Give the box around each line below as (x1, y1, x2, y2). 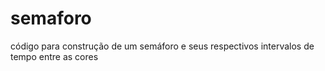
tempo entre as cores (10, 50, 99, 62)
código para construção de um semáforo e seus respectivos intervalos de (10, 40, 315, 52)
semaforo (10, 7, 92, 30)
